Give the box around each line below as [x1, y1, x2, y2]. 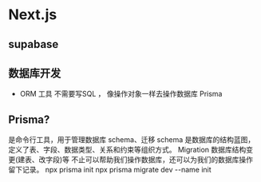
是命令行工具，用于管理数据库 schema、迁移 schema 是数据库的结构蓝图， [8, 135, 255, 144]
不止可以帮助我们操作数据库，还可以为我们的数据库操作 [71, 155, 254, 164]
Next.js [8, 6, 57, 24]
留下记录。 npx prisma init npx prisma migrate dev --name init [8, 165, 212, 175]
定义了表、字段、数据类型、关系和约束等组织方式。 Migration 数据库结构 [8, 145, 247, 155]
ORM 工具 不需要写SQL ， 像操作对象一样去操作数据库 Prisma [19, 89, 223, 99]
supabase [8, 38, 59, 51]
